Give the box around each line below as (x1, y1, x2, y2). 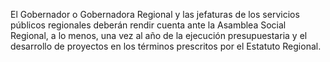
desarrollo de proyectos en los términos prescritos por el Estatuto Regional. (10, 40, 322, 52)
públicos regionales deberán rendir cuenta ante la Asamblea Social (10, 19, 287, 31)
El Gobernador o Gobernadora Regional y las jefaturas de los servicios (10, 9, 300, 20)
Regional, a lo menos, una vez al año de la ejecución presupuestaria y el (10, 30, 308, 41)
